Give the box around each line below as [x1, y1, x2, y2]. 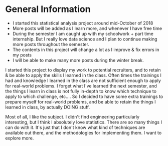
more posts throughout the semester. [12, 41, 89, 47]
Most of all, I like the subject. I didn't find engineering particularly [5, 113, 139, 119]
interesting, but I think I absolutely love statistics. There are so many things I [5, 119, 162, 125]
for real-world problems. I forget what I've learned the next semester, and [5, 82, 157, 88]
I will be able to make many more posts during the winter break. [12, 57, 144, 63]
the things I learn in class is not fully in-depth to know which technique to [5, 88, 157, 94]
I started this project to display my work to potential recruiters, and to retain [5, 66, 161, 73]
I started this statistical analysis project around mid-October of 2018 [12, 20, 153, 26]
